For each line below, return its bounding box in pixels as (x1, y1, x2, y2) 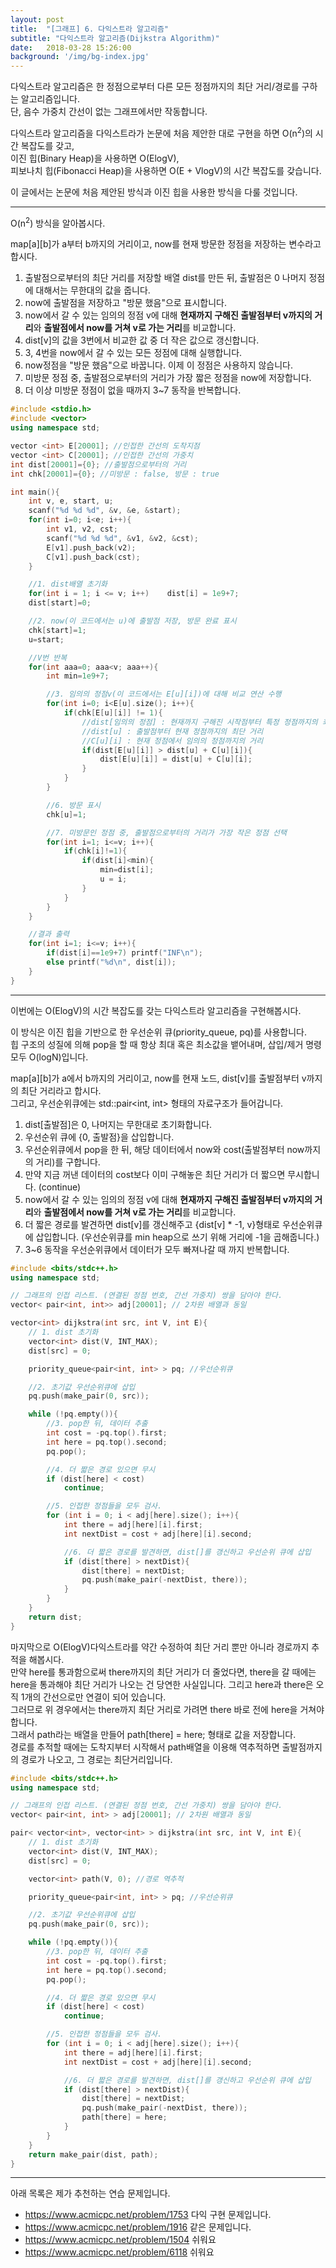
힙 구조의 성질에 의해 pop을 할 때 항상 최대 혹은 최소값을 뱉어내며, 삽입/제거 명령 (10, 1038, 322, 1050)
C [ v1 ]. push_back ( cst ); (46, 552, 141, 562)
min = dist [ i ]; (99, 865, 155, 875)
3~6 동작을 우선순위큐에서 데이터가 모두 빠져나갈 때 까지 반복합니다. (24, 1243, 290, 1255)
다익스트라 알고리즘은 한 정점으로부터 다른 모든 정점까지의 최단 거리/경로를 (10, 81, 300, 93)
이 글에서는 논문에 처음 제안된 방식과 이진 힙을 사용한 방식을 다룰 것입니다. (10, 186, 298, 198)
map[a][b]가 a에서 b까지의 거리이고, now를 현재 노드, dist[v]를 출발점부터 (10, 1072, 300, 1084)
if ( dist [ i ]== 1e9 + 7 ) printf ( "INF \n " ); (46, 948, 204, 958)
